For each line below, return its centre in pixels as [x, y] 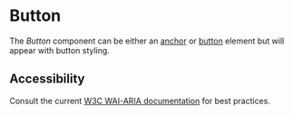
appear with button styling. [60, 50]
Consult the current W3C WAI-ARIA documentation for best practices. [140, 101]
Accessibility [47, 79]
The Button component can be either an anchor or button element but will [147, 41]
